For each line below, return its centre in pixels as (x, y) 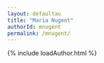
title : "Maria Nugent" (40, 20)
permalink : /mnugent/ (39, 33)
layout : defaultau (34, 14)
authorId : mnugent (34, 27)
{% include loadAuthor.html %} (52, 53)
